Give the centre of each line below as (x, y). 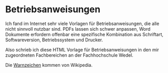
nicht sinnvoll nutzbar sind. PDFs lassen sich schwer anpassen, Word (78, 29)
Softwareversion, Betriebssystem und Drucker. (54, 40)
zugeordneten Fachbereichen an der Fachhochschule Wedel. (69, 55)
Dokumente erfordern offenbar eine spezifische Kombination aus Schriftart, (85, 34)
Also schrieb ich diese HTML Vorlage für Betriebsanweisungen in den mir (82, 50)
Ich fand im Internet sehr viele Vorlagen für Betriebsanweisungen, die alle (82, 23)
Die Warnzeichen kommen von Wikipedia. (49, 65)
